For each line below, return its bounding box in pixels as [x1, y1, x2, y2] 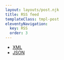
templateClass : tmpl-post [5, 16, 59, 21]
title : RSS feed [5, 12, 39, 17]
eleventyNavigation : [5, 21, 48, 26]
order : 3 [9, 30, 28, 35]
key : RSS [9, 26, 28, 31]
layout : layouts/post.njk [5, 7, 59, 12]
